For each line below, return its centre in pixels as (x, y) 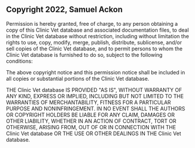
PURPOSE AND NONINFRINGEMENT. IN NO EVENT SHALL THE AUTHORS (96, 108)
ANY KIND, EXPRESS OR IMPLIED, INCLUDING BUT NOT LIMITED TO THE (95, 96)
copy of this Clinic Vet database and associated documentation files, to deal (97, 30)
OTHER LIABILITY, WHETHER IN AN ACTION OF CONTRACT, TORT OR (91, 121)
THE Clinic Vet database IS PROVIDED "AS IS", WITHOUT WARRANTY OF (94, 90)
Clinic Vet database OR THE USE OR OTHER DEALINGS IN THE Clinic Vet (94, 133)
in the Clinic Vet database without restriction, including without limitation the (97, 36)
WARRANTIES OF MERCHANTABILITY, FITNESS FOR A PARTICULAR (88, 102)
